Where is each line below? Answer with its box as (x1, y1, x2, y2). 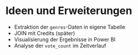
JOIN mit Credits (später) (14, 29, 75, 36)
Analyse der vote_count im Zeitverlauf (14, 42, 107, 49)
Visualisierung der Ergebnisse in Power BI (14, 36, 116, 43)
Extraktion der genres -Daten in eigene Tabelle (14, 23, 126, 30)
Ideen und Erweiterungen (5, 4, 133, 18)
